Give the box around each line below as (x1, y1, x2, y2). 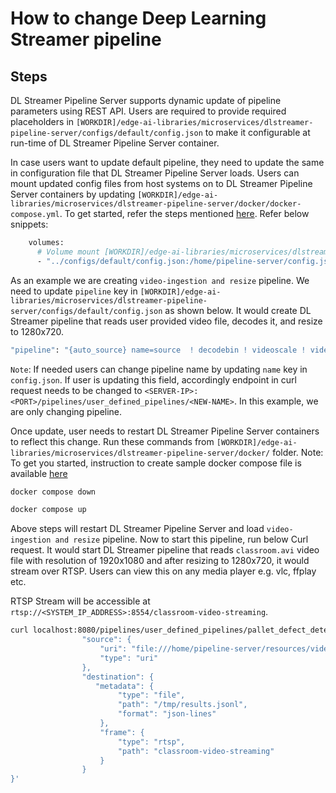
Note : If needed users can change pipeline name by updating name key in (10, 363, 308, 375)
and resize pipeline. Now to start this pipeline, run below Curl (54, 533, 309, 546)
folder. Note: (272, 446, 324, 458)
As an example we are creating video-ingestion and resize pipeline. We (10, 274, 310, 286)
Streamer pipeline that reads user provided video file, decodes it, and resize (10, 315, 323, 327)
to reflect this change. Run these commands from (10, 435, 215, 447)
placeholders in (10, 116, 75, 127)
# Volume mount (36, 247, 101, 257)
